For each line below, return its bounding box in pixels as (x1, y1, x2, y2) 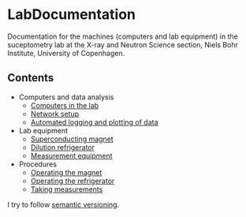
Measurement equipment (30, 151, 113, 160)
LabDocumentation (7, 6, 136, 24)
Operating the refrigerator (30, 176, 115, 185)
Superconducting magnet (30, 134, 114, 144)
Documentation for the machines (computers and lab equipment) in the (7, 32, 238, 41)
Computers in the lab (30, 100, 99, 110)
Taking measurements (30, 184, 103, 194)
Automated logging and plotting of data (30, 117, 158, 127)
